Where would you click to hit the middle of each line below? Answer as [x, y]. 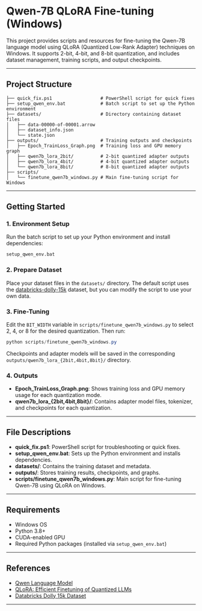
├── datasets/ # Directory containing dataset [94, 114]
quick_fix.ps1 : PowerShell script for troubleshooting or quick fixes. [98, 446]
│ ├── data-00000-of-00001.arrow [51, 125]
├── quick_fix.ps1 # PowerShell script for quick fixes [101, 98]
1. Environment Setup [38, 224]
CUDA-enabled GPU [40, 537]
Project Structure [39, 85]
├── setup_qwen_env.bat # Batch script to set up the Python [101, 104]
